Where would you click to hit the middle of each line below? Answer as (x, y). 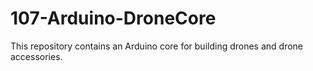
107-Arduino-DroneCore (113, 18)
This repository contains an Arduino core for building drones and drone (157, 46)
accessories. (36, 56)
